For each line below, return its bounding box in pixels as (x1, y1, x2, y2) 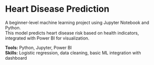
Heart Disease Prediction (5, 3, 110, 15)
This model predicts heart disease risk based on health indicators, (5, 30, 139, 36)
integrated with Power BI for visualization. (5, 35, 90, 41)
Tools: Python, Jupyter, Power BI (5, 44, 72, 50)
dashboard (5, 55, 27, 61)
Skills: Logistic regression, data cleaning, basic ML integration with (5, 50, 141, 56)
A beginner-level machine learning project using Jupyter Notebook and (5, 20, 149, 25)
